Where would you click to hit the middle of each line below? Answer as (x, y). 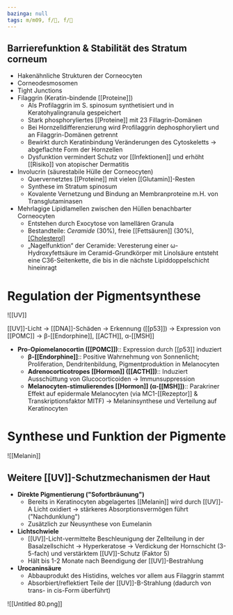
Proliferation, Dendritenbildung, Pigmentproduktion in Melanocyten (123, 364)
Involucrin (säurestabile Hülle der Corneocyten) (85, 172)
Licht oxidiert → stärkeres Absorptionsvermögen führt (111, 509)
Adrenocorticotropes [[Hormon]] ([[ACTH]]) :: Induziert (107, 372)
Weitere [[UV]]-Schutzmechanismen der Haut (109, 478)
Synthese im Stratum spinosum (72, 187)
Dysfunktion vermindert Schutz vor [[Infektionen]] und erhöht (116, 157)
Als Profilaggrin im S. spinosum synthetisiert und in (101, 106)
